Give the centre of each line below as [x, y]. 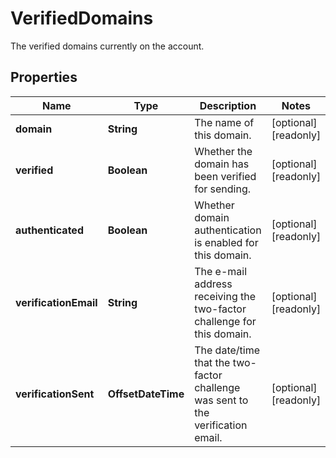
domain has [222, 164]
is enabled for [226, 242]
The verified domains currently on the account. [107, 46]
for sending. [223, 189]
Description [228, 105]
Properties [44, 77]
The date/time [227, 350]
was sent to [221, 400]
